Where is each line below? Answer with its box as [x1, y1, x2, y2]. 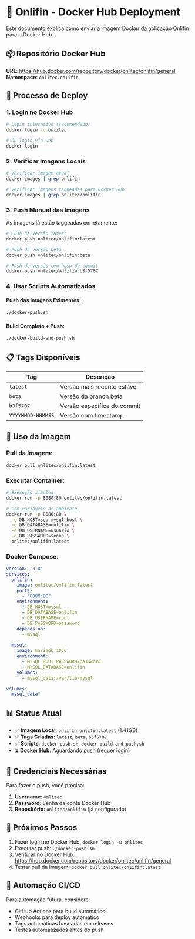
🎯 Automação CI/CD [6, 880, 81, 890]
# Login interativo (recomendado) [6, 122, 91, 128]
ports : [16, 587, 33, 593]
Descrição [85, 373, 115, 381]
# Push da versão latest [6, 230, 67, 237]
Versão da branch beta [59, 392, 123, 400]
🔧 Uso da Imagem [6, 432, 72, 442]
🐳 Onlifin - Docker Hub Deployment [6, 5, 181, 19]
